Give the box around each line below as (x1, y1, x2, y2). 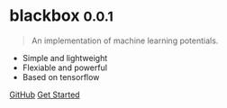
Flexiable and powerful (22, 62, 108, 73)
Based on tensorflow (22, 71, 100, 82)
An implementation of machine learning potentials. (31, 35, 219, 46)
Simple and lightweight (22, 52, 108, 63)
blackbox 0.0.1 (9, 5, 114, 26)
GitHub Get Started (9, 89, 80, 100)
